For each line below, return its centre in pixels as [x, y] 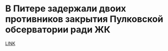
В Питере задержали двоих [66, 9]
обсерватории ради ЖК [58, 30]
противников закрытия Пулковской [84, 19]
